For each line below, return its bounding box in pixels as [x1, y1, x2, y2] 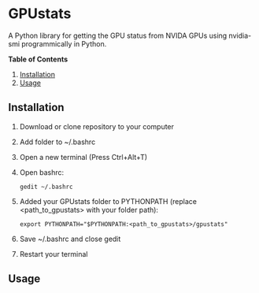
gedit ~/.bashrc [19, 183, 73, 191]
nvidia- [228, 31, 252, 40]
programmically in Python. [20, 39, 107, 48]
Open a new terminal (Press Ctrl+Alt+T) [19, 152, 148, 161]
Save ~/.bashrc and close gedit [19, 234, 121, 243]
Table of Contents [8, 54, 68, 64]
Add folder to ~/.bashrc [19, 137, 96, 146]
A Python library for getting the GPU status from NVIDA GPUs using [8, 31, 228, 40]
